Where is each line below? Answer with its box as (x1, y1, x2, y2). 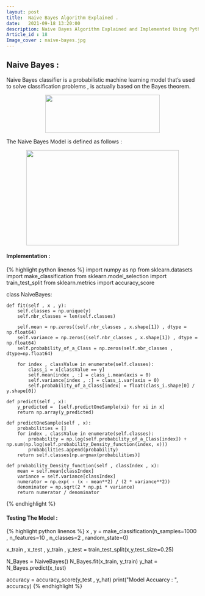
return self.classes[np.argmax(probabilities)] (17, 452, 140, 458)
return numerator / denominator (17, 489, 99, 496)
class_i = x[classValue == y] (28, 367, 105, 373)
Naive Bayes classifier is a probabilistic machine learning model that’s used (6, 76, 195, 83)
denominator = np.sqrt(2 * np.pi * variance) (17, 484, 135, 490)
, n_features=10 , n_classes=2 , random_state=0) (6, 534, 129, 542)
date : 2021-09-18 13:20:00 (6, 20, 81, 26)
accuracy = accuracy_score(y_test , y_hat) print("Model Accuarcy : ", (6, 576, 178, 583)
